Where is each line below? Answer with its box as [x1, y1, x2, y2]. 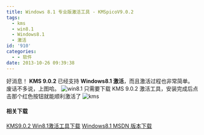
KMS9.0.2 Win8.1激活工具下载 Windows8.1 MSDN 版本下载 [6, 122, 152, 130]
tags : [6, 15, 20, 21]
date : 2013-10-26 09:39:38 [6, 60, 75, 66]
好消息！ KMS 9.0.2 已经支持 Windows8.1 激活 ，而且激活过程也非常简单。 [6, 77, 194, 85]
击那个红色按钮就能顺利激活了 [6, 92, 81, 100]
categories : [6, 49, 37, 55]
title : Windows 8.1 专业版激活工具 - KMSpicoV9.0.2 [6, 9, 134, 15]
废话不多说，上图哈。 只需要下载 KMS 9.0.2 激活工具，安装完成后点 [6, 85, 199, 92]
